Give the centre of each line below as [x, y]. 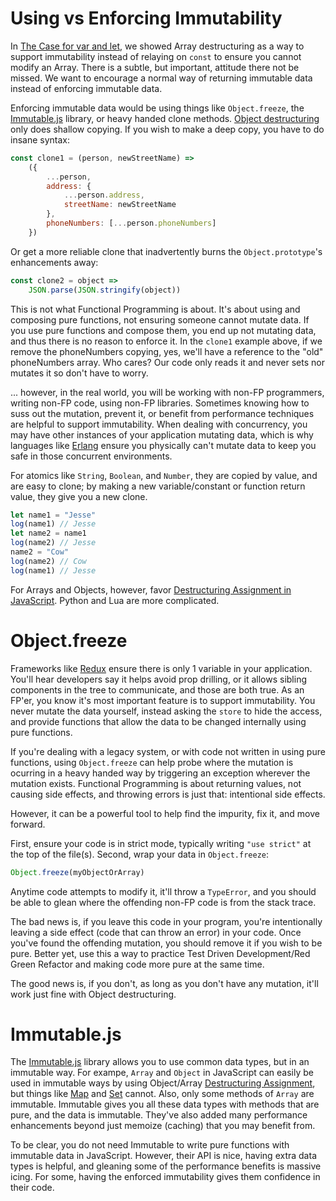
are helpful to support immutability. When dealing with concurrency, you [159, 424]
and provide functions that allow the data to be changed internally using [158, 721]
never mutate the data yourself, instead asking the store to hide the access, [166, 711]
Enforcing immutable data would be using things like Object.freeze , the [157, 108]
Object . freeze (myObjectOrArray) [77, 872]
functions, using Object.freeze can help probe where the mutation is [152, 762]
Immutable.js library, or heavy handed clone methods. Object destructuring [165, 118]
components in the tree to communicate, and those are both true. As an [157, 689]
